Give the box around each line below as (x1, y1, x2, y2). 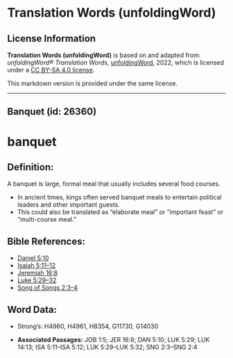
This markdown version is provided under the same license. (7, 79, 178, 88)
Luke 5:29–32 (17, 276, 57, 284)
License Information (7, 33, 96, 44)
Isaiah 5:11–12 (17, 261, 56, 270)
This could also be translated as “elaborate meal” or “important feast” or (17, 208, 224, 216)
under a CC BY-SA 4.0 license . (7, 66, 95, 74)
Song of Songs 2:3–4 (17, 284, 78, 292)
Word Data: (7, 304, 58, 316)
